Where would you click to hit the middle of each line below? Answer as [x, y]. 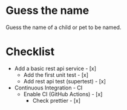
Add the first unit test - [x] [56, 75]
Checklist [30, 52]
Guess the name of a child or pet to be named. [63, 27]
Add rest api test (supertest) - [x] [65, 81]
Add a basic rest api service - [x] [55, 68]
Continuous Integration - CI [48, 88]
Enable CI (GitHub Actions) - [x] [63, 94]
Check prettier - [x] [57, 100]
